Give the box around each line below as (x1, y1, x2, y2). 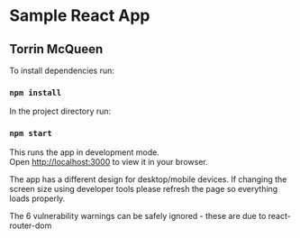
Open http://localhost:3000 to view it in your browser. (9, 156, 209, 167)
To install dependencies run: (9, 65, 115, 76)
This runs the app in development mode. (9, 146, 159, 158)
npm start (9, 128, 52, 139)
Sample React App (9, 5, 150, 26)
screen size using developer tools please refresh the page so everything (9, 183, 278, 194)
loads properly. (9, 193, 66, 204)
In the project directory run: (9, 105, 112, 117)
